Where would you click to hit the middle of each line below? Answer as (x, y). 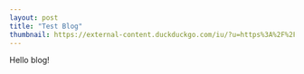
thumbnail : (30, 34)
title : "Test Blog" (46, 26)
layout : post (34, 18)
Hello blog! (29, 60)
